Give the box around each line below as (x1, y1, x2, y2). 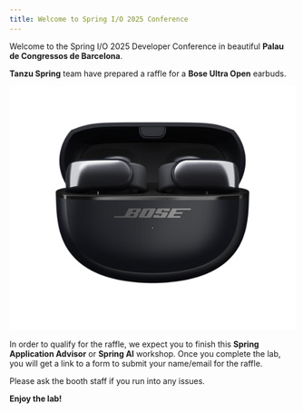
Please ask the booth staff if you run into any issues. (9, 375, 206, 386)
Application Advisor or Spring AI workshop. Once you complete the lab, (9, 348, 281, 359)
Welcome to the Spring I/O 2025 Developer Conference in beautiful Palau (9, 41, 284, 52)
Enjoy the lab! (9, 393, 63, 404)
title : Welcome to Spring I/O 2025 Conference (9, 15, 189, 24)
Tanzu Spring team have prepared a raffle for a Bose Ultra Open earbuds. (9, 68, 287, 79)
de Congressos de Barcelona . (9, 50, 123, 61)
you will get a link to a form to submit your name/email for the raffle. (9, 358, 263, 369)
